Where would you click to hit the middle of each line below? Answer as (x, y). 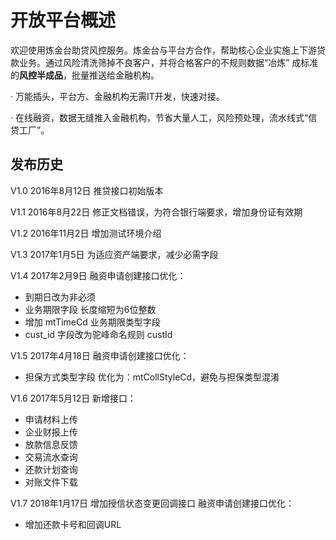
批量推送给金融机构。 (115, 75)
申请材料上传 (51, 419)
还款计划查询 (51, 469)
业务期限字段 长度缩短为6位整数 (90, 309)
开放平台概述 (63, 20)
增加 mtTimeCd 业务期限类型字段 (92, 322)
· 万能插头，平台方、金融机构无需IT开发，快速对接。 (117, 96)
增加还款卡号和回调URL (73, 524)
